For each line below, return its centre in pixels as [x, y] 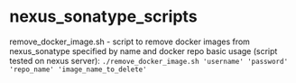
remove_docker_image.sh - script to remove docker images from [130, 41]
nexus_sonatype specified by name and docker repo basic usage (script [143, 51]
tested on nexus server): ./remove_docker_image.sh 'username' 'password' [149, 60]
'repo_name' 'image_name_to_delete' [78, 69]
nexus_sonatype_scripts [103, 17]
